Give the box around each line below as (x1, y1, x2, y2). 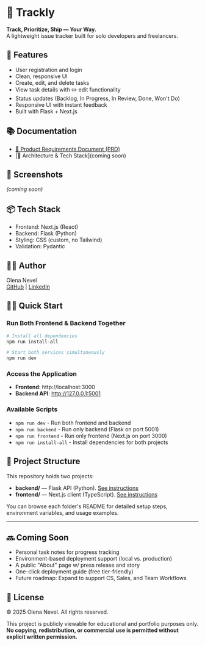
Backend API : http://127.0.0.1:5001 (15, 390, 101, 397)
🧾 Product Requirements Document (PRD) (15, 145, 120, 153)
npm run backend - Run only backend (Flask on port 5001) (15, 425, 159, 432)
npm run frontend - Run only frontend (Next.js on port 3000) (15, 432, 167, 439)
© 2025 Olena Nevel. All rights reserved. (6, 608, 109, 615)
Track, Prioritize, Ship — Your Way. (6, 26, 96, 33)
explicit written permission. (6, 633, 77, 641)
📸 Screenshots (6, 169, 63, 179)
